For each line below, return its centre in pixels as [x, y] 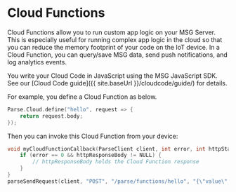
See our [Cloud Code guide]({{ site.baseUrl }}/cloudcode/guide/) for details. [117, 83]
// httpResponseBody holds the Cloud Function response [116, 162]
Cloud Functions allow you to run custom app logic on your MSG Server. [112, 32]
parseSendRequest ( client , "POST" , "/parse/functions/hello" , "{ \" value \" [118, 181]
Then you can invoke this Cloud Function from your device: [93, 136]
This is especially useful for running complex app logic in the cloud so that [115, 39]
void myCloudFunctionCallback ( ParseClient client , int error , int [106, 149]
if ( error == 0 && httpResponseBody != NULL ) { [91, 156]
